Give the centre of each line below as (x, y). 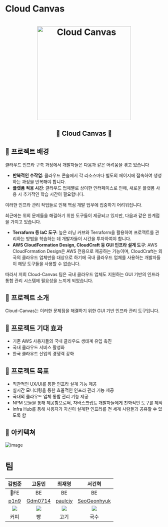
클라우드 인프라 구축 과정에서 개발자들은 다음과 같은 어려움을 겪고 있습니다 (77, 165)
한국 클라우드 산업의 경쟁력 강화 (43, 354)
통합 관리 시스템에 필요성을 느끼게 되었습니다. (49, 281)
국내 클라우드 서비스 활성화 (38, 347)
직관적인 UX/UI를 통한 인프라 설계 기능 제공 (54, 384)
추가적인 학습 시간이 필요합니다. (54, 194)
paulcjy (64, 500)
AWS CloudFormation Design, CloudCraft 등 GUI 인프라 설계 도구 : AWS (85, 245)
